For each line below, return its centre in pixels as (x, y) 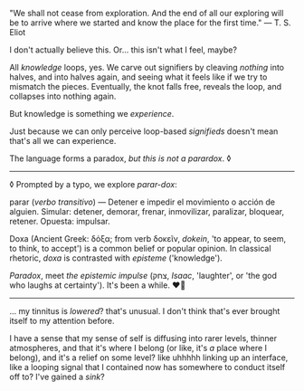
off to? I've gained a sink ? (57, 377)
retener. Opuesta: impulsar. (60, 221)
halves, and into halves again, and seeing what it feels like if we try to (138, 77)
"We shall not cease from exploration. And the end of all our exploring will (147, 13)
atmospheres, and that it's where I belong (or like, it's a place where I (138, 348)
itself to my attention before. (62, 321)
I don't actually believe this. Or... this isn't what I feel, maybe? (123, 50)
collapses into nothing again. (63, 96)
